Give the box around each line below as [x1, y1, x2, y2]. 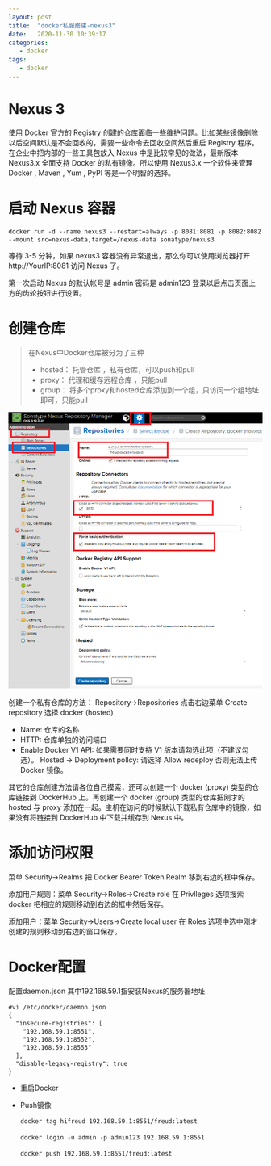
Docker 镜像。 [19, 765, 69, 774]
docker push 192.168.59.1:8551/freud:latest [19, 1149, 173, 1158]
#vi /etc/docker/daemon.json [8, 1003, 106, 1011]
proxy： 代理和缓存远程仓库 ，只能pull [40, 375, 168, 384]
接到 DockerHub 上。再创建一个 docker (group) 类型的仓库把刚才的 [22, 792, 245, 802]
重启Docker [19, 1083, 59, 1093]
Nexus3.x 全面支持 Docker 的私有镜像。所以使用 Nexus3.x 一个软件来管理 [8, 157, 253, 167]
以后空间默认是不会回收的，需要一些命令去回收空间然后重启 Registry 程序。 [8, 137, 260, 147]
